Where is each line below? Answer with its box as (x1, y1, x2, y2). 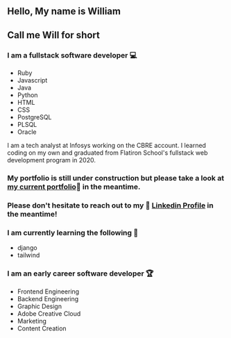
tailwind (17, 251, 40, 260)
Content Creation (17, 324, 67, 332)
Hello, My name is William (7, 6, 121, 17)
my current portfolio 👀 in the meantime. (7, 182, 141, 192)
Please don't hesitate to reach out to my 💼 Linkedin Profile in (7, 201, 214, 210)
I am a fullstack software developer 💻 (7, 50, 137, 60)
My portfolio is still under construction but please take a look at (7, 174, 224, 183)
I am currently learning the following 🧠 (7, 228, 139, 237)
